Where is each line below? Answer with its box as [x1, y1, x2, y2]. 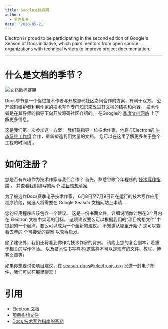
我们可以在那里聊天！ [13, 269, 58, 275]
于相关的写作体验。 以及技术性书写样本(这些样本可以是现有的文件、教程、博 [5, 246, 161, 252]
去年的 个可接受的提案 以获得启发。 [9, 229, 82, 235]
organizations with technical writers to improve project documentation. [5, 46, 151, 52]
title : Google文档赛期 [5, 7, 49, 13]
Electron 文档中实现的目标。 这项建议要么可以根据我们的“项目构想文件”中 [10, 216, 161, 223]
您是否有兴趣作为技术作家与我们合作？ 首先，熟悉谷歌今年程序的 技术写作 [5, 176, 156, 183]
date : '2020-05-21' [5, 21, 46, 27]
